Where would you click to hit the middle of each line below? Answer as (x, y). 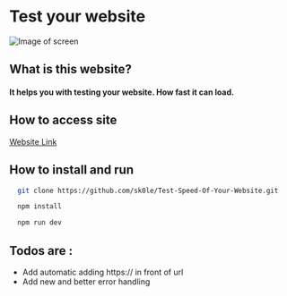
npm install (40, 207)
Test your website (78, 17)
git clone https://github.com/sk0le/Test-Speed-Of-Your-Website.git (148, 190)
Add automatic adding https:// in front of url (103, 272)
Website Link (33, 141)
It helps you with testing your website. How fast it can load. (122, 92)
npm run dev (40, 223)
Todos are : (41, 251)
